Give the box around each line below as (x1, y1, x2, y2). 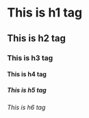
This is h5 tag (7, 86, 47, 94)
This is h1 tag (7, 5, 83, 21)
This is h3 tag (7, 53, 53, 63)
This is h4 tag (7, 70, 47, 79)
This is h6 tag (7, 104, 46, 112)
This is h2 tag (7, 32, 66, 44)
